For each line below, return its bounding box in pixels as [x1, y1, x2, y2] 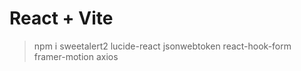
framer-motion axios [33, 50, 119, 62]
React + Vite [9, 7, 114, 30]
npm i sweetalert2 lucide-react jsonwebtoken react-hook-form [33, 40, 292, 52]
